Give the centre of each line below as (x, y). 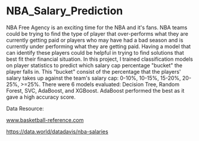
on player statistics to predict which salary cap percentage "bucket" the (94, 65)
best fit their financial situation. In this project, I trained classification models (100, 59)
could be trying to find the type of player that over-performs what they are (97, 33)
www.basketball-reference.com (45, 120)
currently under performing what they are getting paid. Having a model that (99, 46)
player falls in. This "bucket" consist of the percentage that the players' (94, 71)
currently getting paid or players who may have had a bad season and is (95, 40)
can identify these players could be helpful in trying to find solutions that (95, 52)
